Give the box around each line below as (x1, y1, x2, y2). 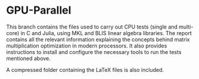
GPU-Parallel (6, 4, 72, 17)
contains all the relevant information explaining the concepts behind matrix (6, 36, 190, 43)
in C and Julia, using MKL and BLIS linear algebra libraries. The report (20, 29, 192, 36)
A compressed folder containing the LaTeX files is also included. (6, 66, 164, 73)
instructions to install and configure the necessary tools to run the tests (6, 48, 182, 55)
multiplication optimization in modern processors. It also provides (6, 42, 167, 49)
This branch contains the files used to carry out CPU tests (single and (6, 23, 178, 30)
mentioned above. (6, 55, 51, 62)
